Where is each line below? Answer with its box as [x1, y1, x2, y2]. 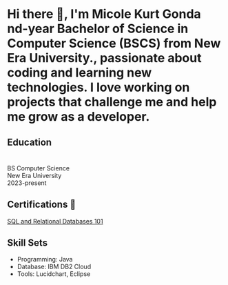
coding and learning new [7, 65, 152, 81]
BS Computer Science [7, 164, 70, 172]
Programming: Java [17, 255, 73, 264]
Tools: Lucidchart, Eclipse [17, 270, 91, 278]
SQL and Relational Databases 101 [7, 217, 103, 225]
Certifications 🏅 [7, 199, 76, 210]
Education [7, 136, 52, 148]
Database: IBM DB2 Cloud [17, 262, 92, 271]
